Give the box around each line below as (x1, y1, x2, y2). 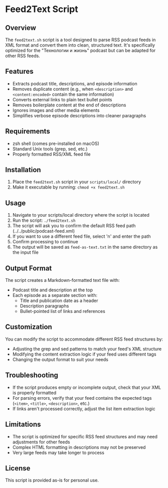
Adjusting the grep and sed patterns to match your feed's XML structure (12, 346, 162, 352)
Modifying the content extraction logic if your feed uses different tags (12, 351, 156, 357)
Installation (5, 166, 41, 174)
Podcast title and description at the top (12, 287, 93, 293)
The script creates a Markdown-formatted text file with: (5, 277, 120, 283)
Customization (5, 322, 53, 332)
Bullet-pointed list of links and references (20, 308, 105, 314)
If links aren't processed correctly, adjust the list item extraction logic (12, 405, 155, 412)
